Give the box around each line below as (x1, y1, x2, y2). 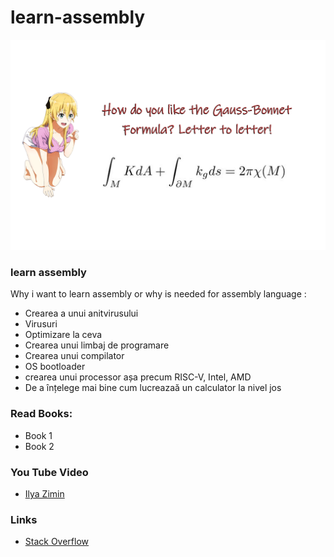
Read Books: (10, 407, 73, 421)
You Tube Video (10, 465, 89, 479)
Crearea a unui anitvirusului (24, 307, 139, 320)
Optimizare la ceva (24, 329, 103, 341)
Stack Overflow (24, 536, 90, 548)
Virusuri (24, 318, 58, 330)
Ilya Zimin (24, 487, 65, 500)
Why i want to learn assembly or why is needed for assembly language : (10, 288, 307, 300)
